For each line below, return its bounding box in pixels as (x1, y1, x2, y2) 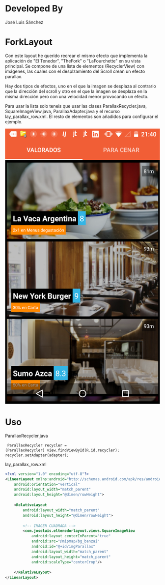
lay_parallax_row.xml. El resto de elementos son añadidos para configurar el (5, 114, 159, 119)
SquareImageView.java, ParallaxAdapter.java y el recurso (5, 108, 120, 114)
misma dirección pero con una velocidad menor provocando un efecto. (5, 93, 149, 99)
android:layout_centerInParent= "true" (31, 534, 111, 539)
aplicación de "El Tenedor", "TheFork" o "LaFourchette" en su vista (5, 58, 141, 64)
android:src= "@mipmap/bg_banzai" (31, 539, 100, 544)
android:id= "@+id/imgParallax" (31, 544, 96, 549)
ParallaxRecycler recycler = (7, 443, 67, 448)
